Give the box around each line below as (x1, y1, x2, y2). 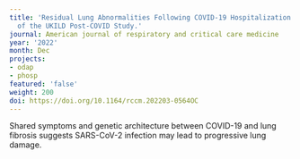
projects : (9, 54, 47, 63)
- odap (9, 63, 34, 72)
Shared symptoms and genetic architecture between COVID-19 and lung (9, 121, 277, 131)
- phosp (9, 71, 39, 80)
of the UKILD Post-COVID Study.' (17, 21, 143, 30)
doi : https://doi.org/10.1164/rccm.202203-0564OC (9, 96, 199, 105)
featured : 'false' (9, 79, 78, 88)
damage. (9, 139, 42, 150)
